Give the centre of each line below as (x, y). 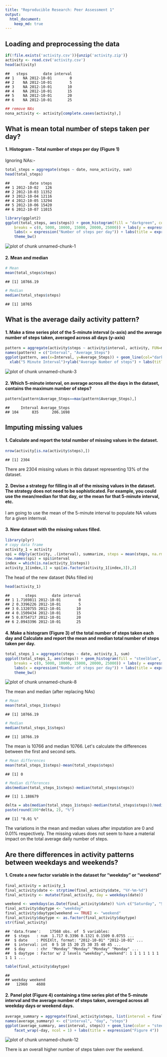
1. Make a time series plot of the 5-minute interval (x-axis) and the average (83, 332)
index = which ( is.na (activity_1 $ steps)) (48, 563)
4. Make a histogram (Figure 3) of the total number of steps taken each (80, 633)
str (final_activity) (27, 922)
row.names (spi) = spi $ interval (38, 559)
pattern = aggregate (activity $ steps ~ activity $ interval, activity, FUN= (83, 348)
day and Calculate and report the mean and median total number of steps (82, 638)
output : (13, 14)
